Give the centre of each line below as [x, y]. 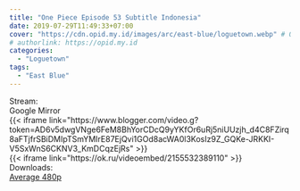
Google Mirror [35, 110]
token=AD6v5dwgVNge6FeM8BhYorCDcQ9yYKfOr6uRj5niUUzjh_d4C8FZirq [150, 129]
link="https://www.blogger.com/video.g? [124, 120]
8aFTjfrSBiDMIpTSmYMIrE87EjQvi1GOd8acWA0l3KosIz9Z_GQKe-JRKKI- [142, 138]
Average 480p [36, 177]
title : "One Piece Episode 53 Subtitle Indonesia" [105, 17]
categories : [31, 51]
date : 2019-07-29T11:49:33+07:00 [71, 26]
